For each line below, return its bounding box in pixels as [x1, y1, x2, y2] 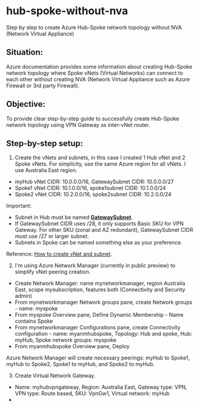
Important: [6, 202, 31, 209]
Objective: [6, 99, 46, 109]
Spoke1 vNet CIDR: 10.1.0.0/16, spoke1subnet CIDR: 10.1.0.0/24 [14, 185, 166, 192]
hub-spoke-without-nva [6, 4, 128, 18]
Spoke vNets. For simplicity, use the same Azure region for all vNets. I [14, 160, 186, 167]
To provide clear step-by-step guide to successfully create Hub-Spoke [6, 115, 179, 122]
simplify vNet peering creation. [14, 268, 91, 275]
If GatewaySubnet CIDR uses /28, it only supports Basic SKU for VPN [14, 220, 184, 227]
